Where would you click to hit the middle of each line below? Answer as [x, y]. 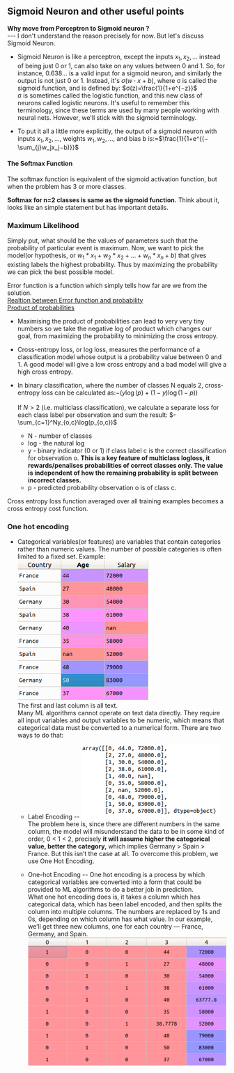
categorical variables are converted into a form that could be [115, 882]
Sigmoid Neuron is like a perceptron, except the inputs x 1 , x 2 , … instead [119, 57]
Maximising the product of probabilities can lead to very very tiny [111, 321]
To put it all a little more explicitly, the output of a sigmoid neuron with [117, 131]
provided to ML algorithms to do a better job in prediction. [110, 889]
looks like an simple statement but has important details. [88, 207]
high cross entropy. [45, 372]
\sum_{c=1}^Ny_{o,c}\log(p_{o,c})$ [67, 422]
